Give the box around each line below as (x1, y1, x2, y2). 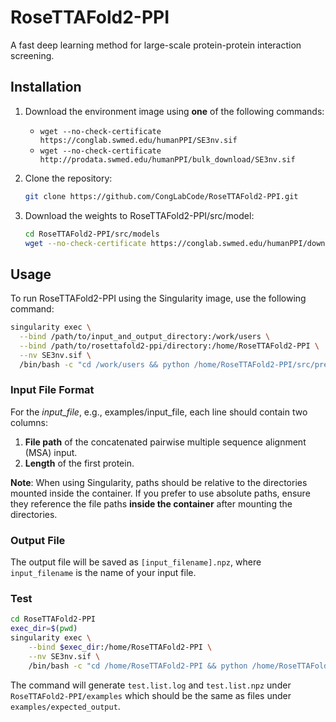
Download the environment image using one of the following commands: (24, 105, 325, 117)
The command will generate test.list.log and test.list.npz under (10, 679, 292, 691)
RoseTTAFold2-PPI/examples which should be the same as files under (10, 689, 292, 701)
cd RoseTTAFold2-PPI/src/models (24, 229, 160, 239)
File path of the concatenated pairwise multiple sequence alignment (24, 436, 307, 448)
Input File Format (10, 383, 95, 397)
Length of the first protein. (24, 457, 135, 469)
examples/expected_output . (10, 700, 121, 712)
